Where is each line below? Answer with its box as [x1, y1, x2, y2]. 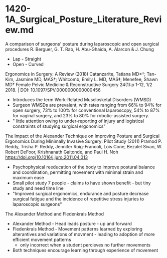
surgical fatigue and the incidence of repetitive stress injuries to [12, 196, 144, 202]
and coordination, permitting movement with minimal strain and [12, 169, 143, 175]
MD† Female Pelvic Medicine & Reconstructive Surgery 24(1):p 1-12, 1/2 [5, 81, 152, 88]
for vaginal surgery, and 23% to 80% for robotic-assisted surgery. [12, 112, 149, 118]
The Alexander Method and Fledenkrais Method [5, 211, 104, 217]
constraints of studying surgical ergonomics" [12, 123, 106, 129]
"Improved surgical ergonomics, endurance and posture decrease [12, 190, 149, 196]
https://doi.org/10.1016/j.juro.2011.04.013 [5, 154, 88, 160]
